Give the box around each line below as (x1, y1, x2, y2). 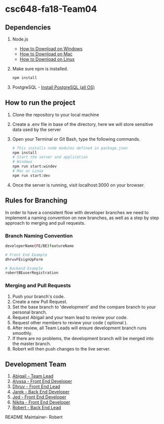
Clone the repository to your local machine (12, 112, 99, 117)
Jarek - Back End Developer (12, 389, 70, 395)
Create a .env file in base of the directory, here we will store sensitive (12, 121, 153, 127)
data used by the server (12, 126, 61, 132)
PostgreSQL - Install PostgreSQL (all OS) (12, 84, 95, 90)
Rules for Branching (5, 196, 68, 205)
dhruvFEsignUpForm (5, 257, 43, 262)
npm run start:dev (12, 173, 50, 178)
